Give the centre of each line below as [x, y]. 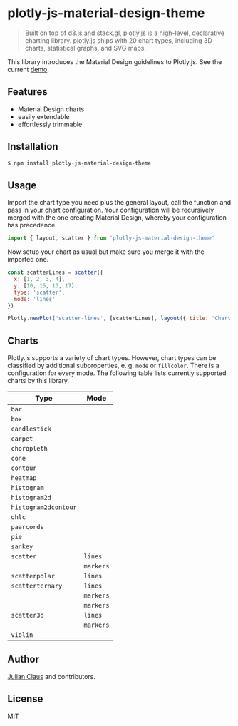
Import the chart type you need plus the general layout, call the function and [119, 203]
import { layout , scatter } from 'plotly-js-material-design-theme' [111, 238]
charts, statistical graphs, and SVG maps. [86, 48]
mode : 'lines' [35, 299]
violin [22, 635]
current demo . [29, 69]
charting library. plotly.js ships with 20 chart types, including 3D [118, 40]
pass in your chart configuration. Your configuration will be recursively [111, 210]
